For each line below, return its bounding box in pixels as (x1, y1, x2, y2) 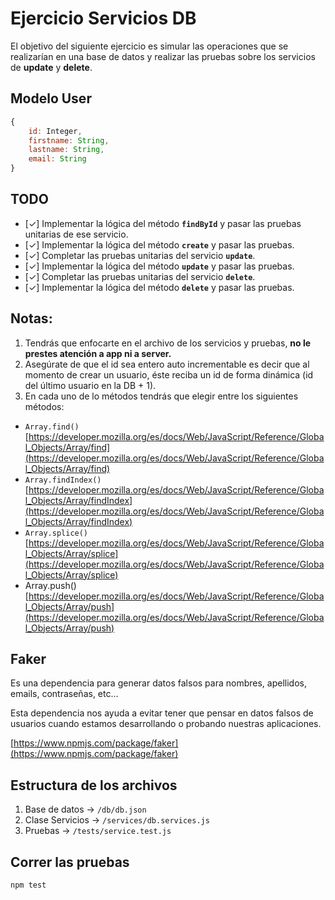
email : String (28, 154, 87, 164)
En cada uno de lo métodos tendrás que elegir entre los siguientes (24, 390, 299, 402)
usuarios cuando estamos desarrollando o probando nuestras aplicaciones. (10, 718, 322, 730)
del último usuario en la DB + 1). (24, 379, 157, 391)
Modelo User (10, 90, 92, 107)
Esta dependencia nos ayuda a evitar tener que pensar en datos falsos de (10, 707, 314, 719)
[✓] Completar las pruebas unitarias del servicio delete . (24, 270, 256, 282)
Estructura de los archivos (10, 777, 178, 794)
